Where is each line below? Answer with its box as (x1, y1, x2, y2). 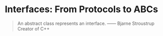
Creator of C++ (17, 25, 50, 31)
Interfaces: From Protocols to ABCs (5, 4, 158, 15)
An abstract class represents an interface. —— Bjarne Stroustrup (17, 20, 155, 26)
